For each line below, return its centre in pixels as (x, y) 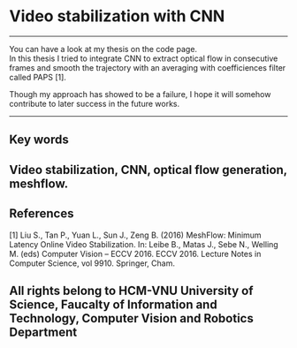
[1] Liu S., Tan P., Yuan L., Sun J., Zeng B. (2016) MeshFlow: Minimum (136, 235)
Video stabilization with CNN (117, 16)
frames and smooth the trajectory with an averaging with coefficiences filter (148, 67)
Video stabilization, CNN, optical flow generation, (148, 170)
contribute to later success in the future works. (95, 103)
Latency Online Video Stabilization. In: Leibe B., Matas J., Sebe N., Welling (144, 244)
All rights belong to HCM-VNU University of (131, 290)
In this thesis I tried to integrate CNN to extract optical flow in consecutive (144, 58)
